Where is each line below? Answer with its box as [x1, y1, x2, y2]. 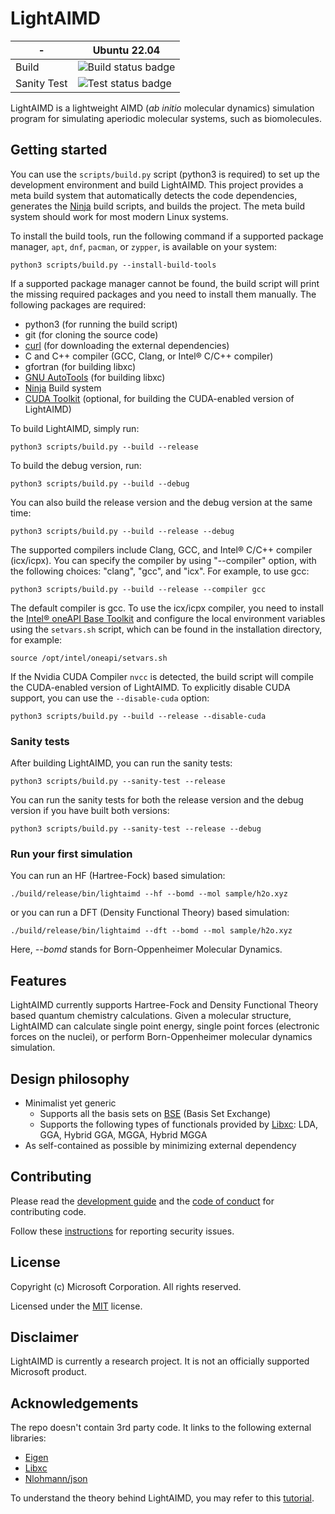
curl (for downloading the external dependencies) [24, 339, 230, 351]
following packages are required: [10, 298, 147, 311]
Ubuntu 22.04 [92, 43, 161, 57]
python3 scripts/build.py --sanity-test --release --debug [10, 824, 262, 834]
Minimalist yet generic [24, 1097, 117, 1109]
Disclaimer [10, 1328, 79, 1346]
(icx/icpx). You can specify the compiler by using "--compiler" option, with [10, 554, 317, 566]
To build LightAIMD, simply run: [10, 422, 140, 434]
